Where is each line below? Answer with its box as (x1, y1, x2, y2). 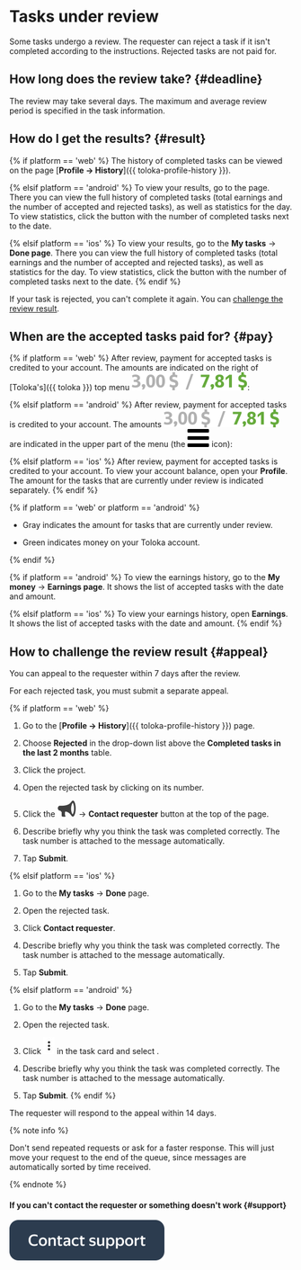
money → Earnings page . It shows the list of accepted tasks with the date (9, 582, 285, 593)
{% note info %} (9, 1125, 69, 1136)
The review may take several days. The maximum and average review (9, 95, 268, 106)
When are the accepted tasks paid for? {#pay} (9, 328, 274, 344)
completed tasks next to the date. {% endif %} (9, 276, 181, 287)
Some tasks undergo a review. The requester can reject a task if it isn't (9, 36, 271, 47)
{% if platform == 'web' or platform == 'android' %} (9, 502, 200, 514)
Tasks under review (9, 6, 159, 27)
